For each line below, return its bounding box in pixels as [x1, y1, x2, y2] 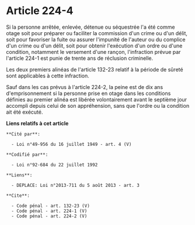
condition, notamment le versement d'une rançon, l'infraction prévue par [6, 48, 181, 55]
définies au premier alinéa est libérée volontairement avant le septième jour [6, 96, 187, 103]
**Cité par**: [6, 131, 41, 137]
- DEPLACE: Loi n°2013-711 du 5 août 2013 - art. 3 [11, 182, 140, 188]
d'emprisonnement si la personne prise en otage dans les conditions [6, 90, 171, 97]
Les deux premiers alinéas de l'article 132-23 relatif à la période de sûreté [6, 66, 183, 73]
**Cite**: [6, 192, 30, 199]
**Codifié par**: [6, 151, 48, 158]
